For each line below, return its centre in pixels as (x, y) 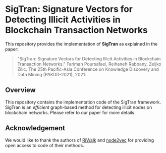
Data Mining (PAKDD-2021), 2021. (52, 74)
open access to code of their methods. (45, 145)
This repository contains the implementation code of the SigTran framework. (83, 102)
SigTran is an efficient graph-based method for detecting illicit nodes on (79, 107)
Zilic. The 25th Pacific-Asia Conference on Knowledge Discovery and (88, 69)
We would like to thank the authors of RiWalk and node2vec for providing (80, 140)
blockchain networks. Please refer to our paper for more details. (70, 112)
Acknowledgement (35, 128)
